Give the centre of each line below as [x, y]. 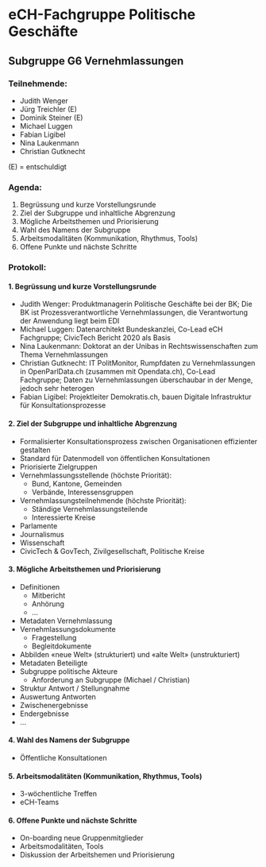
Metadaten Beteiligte [54, 663]
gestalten [35, 450]
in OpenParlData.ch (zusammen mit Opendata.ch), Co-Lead [118, 372]
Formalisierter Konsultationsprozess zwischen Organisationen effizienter [139, 441]
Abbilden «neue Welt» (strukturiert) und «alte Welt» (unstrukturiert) [130, 654]
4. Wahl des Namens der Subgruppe [69, 740]
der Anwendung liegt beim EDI [69, 321]
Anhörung [48, 604]
